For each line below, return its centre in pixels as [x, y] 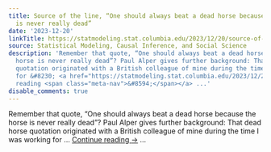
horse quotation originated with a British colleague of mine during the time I [134, 131]
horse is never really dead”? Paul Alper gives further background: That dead [135, 123]
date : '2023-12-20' [41, 31]
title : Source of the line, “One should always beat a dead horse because [137, 16]
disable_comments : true [48, 91]
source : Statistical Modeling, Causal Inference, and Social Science [128, 46]
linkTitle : [27, 38]
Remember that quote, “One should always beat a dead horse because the [132, 114]
